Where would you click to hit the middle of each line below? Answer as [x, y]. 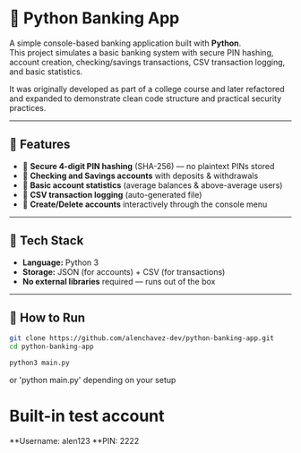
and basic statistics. [46, 72]
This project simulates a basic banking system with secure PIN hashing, [142, 52]
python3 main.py [39, 363]
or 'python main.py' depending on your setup [93, 380]
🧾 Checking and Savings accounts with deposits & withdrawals [140, 175]
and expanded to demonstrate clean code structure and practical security [146, 98]
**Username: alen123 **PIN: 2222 [74, 440]
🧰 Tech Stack [47, 241]
